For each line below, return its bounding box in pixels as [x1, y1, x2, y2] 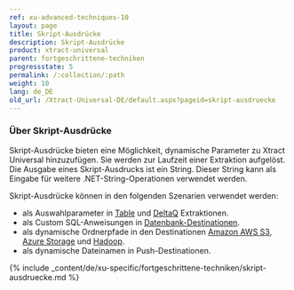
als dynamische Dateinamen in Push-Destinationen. [21, 245, 211, 255]
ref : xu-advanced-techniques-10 [9, 12, 129, 22]
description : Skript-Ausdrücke [9, 37, 125, 47]
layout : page [9, 21, 58, 30]
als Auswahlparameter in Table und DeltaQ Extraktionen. [21, 208, 229, 218]
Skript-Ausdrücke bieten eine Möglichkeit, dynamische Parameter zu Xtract [9, 145, 286, 155]
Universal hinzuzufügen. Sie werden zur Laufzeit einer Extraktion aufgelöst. [9, 154, 286, 165]
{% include [9, 263, 50, 273]
